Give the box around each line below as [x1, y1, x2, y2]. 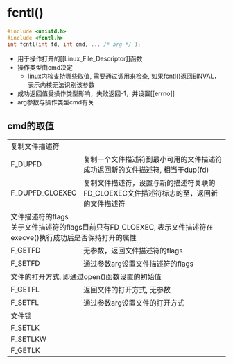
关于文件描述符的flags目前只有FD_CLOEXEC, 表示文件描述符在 [10, 223, 214, 232]
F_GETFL [10, 285, 40, 294]
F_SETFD [10, 259, 40, 269]
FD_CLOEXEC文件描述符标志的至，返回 [83, 189, 212, 198]
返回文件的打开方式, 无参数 [83, 285, 171, 295]
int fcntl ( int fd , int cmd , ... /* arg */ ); [7, 40, 141, 48]
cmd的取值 [7, 120, 54, 132]
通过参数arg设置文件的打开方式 [83, 298, 185, 308]
